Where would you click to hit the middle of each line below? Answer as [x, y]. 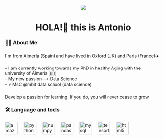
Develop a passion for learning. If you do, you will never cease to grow [77, 97]
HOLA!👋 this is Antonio [83, 27]
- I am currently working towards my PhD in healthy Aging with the [73, 68]
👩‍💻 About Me [21, 43]
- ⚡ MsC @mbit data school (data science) [48, 85]
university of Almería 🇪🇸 [31, 73]
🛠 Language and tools [33, 109]
